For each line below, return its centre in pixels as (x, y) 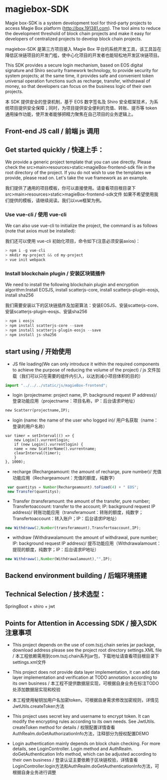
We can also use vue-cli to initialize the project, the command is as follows (82, 226)
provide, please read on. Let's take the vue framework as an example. (77, 178)
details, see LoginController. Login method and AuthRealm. (73, 749)
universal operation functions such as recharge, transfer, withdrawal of (78, 81)
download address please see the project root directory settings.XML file (87, 650)
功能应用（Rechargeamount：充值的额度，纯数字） (65, 478)
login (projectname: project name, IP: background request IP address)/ (84, 395)
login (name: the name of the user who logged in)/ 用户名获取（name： (85, 420)
